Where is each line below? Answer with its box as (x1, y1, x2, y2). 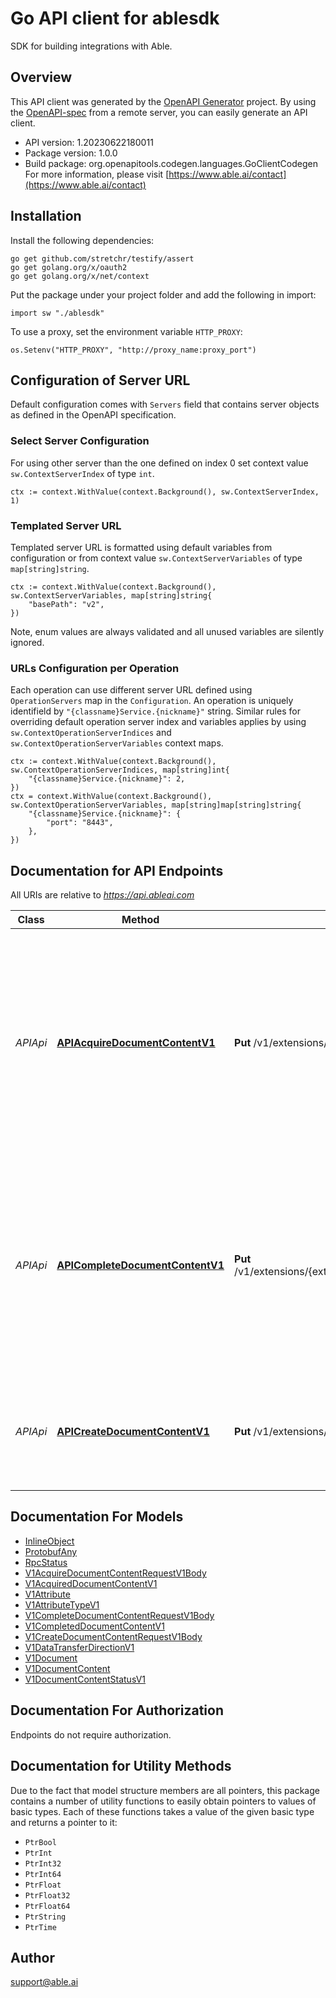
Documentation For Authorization (10, 1702, 224, 1719)
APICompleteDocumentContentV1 (56, 1258, 225, 1272)
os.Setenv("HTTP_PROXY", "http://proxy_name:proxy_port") (10, 345, 257, 355)
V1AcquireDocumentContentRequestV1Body (24, 1567, 207, 1579)
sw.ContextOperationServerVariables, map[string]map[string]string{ (10, 800, 302, 811)
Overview (10, 69, 73, 86)
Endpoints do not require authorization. (10, 1728, 172, 1741)
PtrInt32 (24, 1858, 62, 1869)
